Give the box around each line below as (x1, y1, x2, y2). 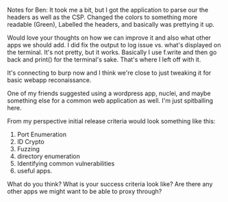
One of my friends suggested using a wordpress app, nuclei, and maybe (7, 89, 211, 97)
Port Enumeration (16, 130, 67, 138)
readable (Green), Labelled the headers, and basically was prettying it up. (7, 21, 215, 28)
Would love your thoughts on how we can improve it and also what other (7, 34, 211, 42)
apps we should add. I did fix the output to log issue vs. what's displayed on (7, 41, 221, 49)
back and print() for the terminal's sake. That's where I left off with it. (7, 55, 201, 64)
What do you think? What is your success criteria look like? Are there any (7, 180, 214, 188)
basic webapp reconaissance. (7, 76, 92, 84)
